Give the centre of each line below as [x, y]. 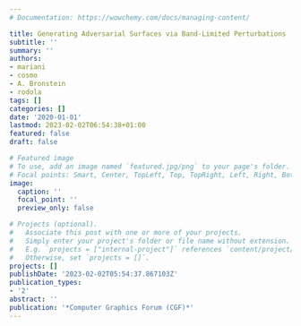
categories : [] [38, 108]
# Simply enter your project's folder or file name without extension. [150, 241]
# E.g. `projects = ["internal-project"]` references [116, 249]
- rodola [26, 92]
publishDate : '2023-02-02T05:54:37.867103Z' [94, 274]
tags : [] [26, 100]
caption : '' [40, 192]
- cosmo [24, 76]
